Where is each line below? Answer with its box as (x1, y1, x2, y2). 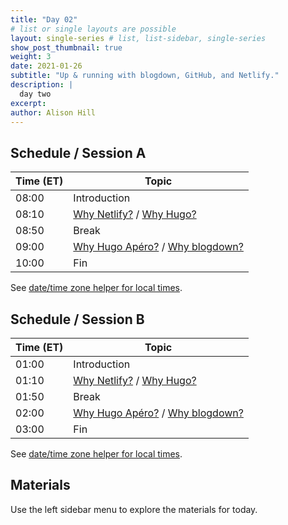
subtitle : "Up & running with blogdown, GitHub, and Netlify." (10, 71, 280, 81)
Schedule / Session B (10, 311, 145, 328)
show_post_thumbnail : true (10, 42, 123, 53)
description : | (10, 80, 74, 90)
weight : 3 (10, 52, 52, 62)
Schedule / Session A (10, 144, 147, 161)
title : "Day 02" (10, 14, 78, 25)
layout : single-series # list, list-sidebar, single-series (10, 33, 267, 43)
